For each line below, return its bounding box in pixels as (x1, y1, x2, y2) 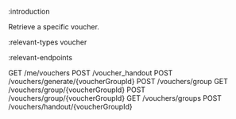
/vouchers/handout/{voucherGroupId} (8, 102, 133, 111)
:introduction (8, 7, 50, 16)
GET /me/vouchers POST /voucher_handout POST (8, 68, 173, 78)
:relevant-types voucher (8, 37, 87, 47)
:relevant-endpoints (8, 53, 73, 62)
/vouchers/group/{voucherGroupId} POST (8, 85, 145, 94)
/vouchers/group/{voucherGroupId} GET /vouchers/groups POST (8, 94, 222, 102)
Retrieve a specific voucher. (8, 22, 99, 31)
